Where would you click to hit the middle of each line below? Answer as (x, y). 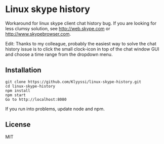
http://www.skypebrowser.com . (38, 34)
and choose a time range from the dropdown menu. (59, 54)
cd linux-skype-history (30, 86)
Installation (23, 70)
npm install (18, 91)
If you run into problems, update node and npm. (55, 109)
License (18, 125)
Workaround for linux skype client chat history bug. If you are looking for (81, 23)
